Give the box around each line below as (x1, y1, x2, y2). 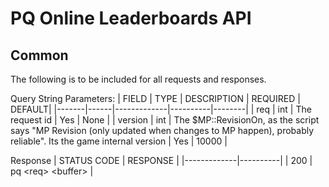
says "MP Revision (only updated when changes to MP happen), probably (10, 125, 315, 136)
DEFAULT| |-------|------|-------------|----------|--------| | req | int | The (10, 103, 312, 115)
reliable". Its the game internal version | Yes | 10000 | (10, 135, 228, 147)
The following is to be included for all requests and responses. (10, 73, 267, 85)
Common (10, 47, 69, 64)
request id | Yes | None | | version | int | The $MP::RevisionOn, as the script (10, 114, 320, 126)
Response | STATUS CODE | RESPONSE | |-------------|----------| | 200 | (10, 155, 313, 166)
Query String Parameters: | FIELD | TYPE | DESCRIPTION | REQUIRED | (10, 93, 301, 104)
